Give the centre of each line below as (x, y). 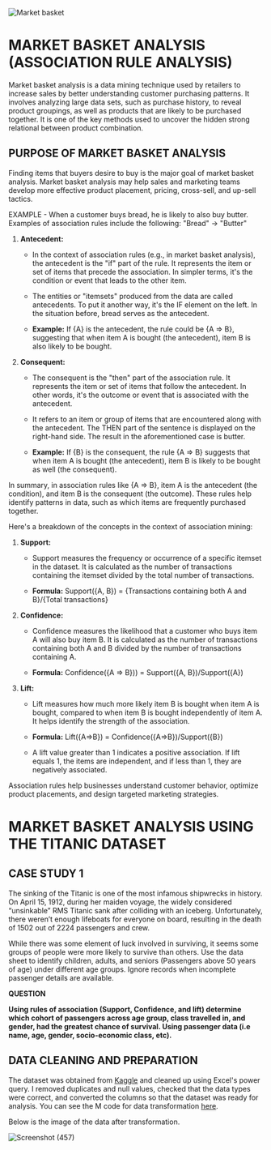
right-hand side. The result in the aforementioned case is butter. (139, 436)
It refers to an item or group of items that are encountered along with (146, 419)
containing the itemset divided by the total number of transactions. (143, 575)
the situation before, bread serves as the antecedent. (121, 313)
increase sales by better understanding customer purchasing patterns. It (129, 93)
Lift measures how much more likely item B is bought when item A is (146, 703)
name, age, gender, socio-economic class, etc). (90, 1035)
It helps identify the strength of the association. (111, 720)
